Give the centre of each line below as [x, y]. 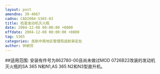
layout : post [18, 9]
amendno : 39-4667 [23, 14]
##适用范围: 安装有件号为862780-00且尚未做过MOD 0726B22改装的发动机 [80, 60]
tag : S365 [15, 37]
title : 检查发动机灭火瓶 [27, 23]
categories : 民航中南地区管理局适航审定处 [44, 41]
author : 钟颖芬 [19, 46]
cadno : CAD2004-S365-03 [29, 18]
